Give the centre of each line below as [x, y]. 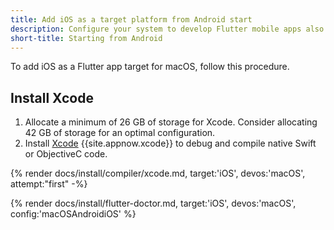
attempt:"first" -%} [49, 184]
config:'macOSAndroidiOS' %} [73, 214]
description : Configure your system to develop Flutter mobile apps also [167, 29]
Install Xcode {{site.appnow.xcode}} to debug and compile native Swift [170, 143]
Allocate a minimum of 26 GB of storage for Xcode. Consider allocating [171, 122]
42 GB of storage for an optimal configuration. [120, 133]
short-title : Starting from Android [86, 38]
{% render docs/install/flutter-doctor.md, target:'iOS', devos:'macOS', [153, 203]
